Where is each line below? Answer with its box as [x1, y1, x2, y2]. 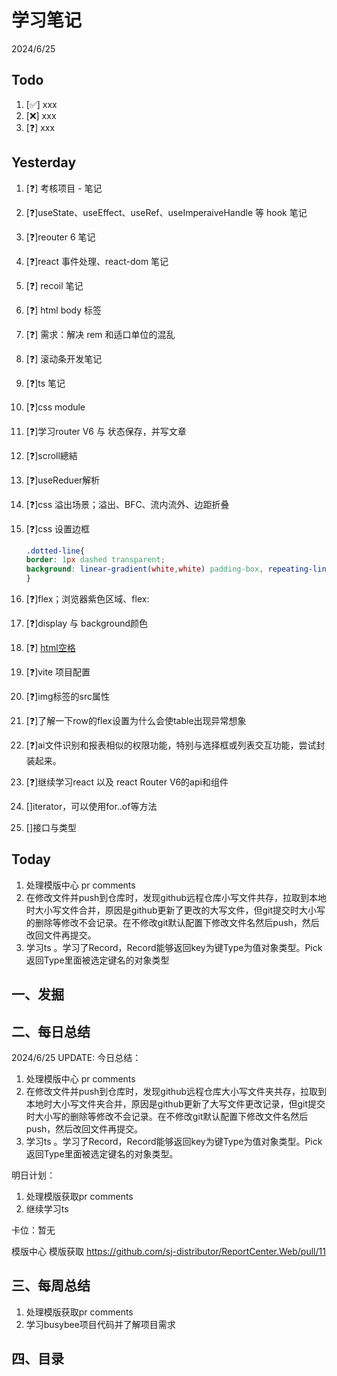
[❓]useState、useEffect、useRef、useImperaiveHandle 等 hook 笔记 [25, 206, 308, 218]
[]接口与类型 [25, 822, 78, 834]
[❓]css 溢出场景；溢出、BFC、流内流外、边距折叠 [25, 498, 230, 510]
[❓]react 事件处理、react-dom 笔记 [25, 255, 169, 267]
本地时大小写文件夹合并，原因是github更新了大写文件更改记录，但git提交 [25, 1098, 326, 1110]
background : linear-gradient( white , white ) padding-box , [25, 564, 264, 575]
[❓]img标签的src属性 [25, 691, 110, 703]
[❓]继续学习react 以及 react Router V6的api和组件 [25, 776, 229, 788]
